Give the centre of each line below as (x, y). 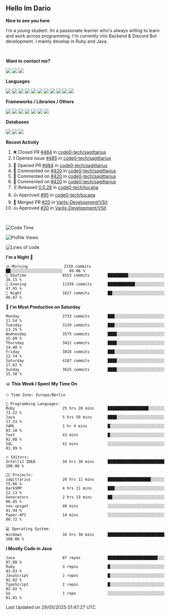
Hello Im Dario (28, 8)
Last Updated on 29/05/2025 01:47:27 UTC (51, 607)
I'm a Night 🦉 (19, 257)
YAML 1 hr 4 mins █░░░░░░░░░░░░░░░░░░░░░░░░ (85, 426)
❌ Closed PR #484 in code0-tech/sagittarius (59, 152)
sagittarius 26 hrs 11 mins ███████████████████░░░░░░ (85, 479)
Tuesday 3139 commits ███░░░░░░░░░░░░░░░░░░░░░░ (85, 325)
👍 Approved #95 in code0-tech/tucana (54, 195)
